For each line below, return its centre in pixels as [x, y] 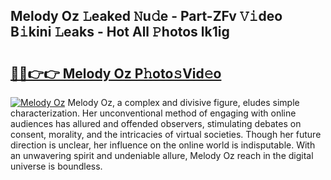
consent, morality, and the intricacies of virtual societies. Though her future [166, 134]
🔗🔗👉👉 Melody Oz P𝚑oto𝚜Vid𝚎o [116, 73]
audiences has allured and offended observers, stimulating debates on [156, 123]
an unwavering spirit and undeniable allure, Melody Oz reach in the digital [162, 155]
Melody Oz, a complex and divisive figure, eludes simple [183, 102]
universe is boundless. [56, 166]
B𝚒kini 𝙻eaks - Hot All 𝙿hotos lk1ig [120, 32]
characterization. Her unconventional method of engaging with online [153, 113]
